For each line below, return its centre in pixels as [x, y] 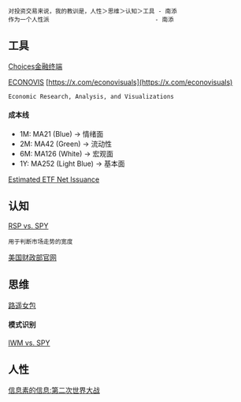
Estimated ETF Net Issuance [54, 179]
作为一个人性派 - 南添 [91, 20]
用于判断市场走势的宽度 [41, 242]
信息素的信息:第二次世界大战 [54, 390]
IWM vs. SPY [29, 343]
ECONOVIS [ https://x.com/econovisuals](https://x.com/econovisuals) [120, 82]
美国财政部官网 [32, 257]
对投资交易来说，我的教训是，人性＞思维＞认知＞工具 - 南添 [93, 11]
